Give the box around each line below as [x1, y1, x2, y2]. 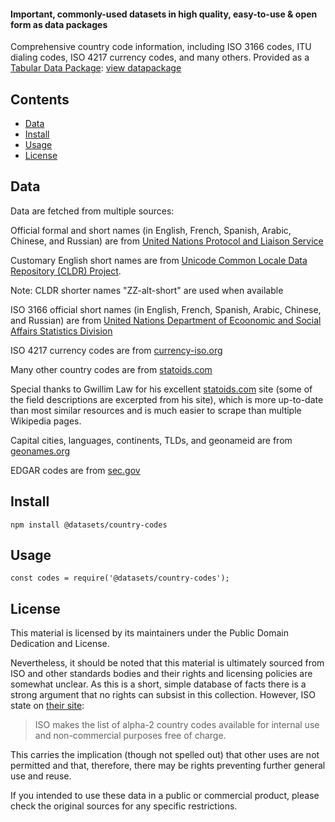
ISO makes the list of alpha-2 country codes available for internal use [34, 719, 320, 731]
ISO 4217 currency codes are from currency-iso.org [10, 344, 223, 356]
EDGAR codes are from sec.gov [10, 464, 141, 476]
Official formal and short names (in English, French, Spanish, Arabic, [10, 224, 292, 236]
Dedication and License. [10, 638, 110, 650]
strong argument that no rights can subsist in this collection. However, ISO [10, 689, 316, 701]
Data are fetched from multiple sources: [10, 205, 175, 217]
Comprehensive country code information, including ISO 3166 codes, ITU [10, 41, 312, 53]
